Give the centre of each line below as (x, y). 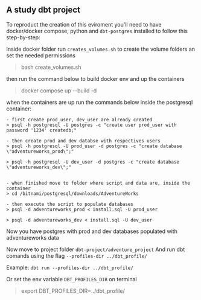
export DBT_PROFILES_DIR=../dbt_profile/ (73, 291)
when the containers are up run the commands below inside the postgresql (100, 102)
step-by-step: (23, 37)
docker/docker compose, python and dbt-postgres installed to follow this (97, 31)
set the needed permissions (41, 55)
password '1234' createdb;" (42, 130)
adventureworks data (33, 237)
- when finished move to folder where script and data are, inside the (98, 183)
